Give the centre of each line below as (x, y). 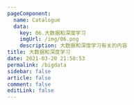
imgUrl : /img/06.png (49, 39)
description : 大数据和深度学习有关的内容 (74, 46)
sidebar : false (29, 71)
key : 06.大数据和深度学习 (53, 33)
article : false (29, 78)
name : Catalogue (37, 20)
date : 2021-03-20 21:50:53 (46, 59)
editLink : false (31, 90)
